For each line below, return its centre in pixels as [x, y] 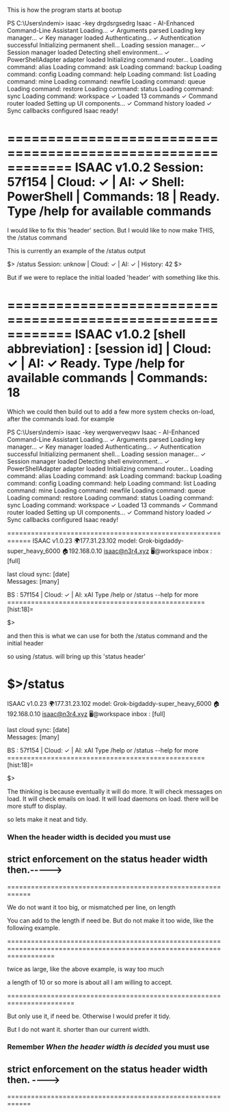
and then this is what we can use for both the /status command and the [108, 636]
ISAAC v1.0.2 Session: [139, 168]
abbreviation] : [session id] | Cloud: [109, 349]
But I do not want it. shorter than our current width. [79, 1029]
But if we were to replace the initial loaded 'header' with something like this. [113, 277]
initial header [25, 643]
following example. [33, 927]
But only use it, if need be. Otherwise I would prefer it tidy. [89, 1016]
